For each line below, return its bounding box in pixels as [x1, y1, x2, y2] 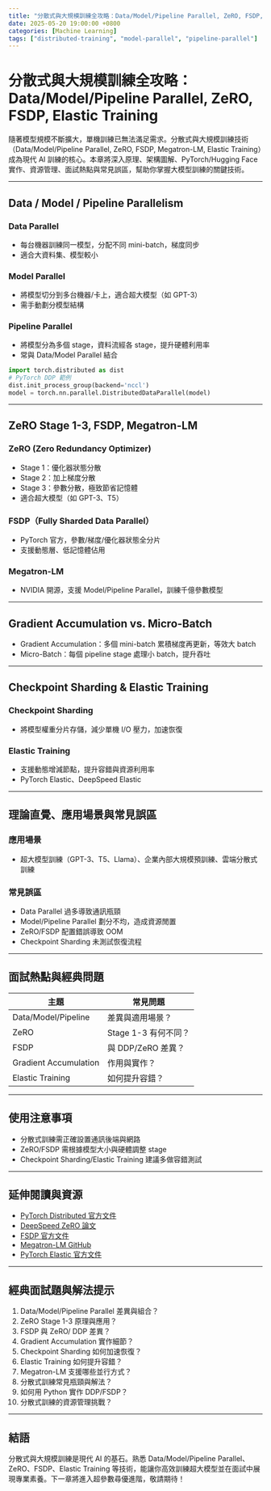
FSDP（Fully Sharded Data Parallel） [8, 515, 154, 526]
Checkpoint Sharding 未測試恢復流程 [19, 937, 143, 947]
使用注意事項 [8, 1111, 73, 1125]
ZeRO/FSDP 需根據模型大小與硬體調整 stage [19, 1144, 167, 1154]
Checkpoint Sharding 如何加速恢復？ [19, 1347, 143, 1357]
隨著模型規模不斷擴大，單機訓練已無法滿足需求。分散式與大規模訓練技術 [8, 134, 248, 144]
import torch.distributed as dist [8, 366, 125, 374]
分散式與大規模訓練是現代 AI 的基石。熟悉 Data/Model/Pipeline [8, 1454, 216, 1464]
